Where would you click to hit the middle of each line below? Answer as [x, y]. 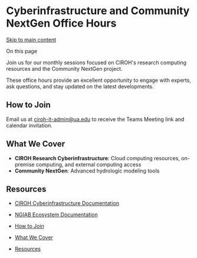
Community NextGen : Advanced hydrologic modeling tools [87, 171]
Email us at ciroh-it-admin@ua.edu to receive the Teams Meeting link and [95, 119]
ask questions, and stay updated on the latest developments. [80, 86]
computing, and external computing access [88, 164]
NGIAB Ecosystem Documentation [56, 215]
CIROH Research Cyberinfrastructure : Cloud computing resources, [97, 158]
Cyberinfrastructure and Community [98, 11]
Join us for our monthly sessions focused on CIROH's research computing [96, 62]
